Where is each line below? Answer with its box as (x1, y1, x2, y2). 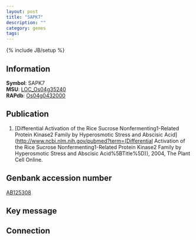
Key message (6, 206, 57, 216)
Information (6, 64, 51, 74)
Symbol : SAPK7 (6, 79, 45, 86)
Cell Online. (14, 156, 43, 163)
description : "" (6, 19, 46, 25)
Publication (6, 109, 49, 119)
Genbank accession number (6, 173, 112, 183)
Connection (6, 226, 50, 236)
